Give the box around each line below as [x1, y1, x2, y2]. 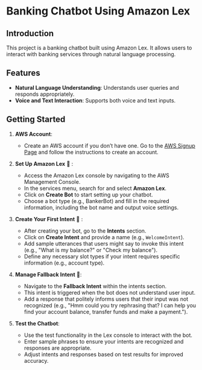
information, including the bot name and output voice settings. [24, 204, 179, 211]
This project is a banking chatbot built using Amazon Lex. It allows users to [6, 44, 192, 51]
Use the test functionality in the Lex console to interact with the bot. [24, 331, 193, 339]
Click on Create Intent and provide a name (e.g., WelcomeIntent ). [24, 233, 185, 240]
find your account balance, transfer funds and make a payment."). [24, 308, 188, 315]
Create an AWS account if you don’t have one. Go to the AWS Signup [24, 142, 196, 149]
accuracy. [24, 357, 49, 364]
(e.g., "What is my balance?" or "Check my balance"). [24, 246, 158, 254]
